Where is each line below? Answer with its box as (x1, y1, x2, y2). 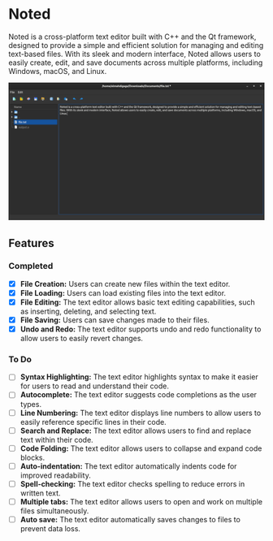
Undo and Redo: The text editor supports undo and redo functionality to (19, 324, 262, 334)
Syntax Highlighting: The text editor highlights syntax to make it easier (19, 372, 258, 382)
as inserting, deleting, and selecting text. (19, 306, 157, 316)
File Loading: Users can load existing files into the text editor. (19, 288, 226, 297)
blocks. (19, 452, 45, 462)
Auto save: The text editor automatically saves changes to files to (19, 514, 241, 524)
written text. (19, 488, 61, 498)
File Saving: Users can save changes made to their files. (19, 315, 210, 325)
